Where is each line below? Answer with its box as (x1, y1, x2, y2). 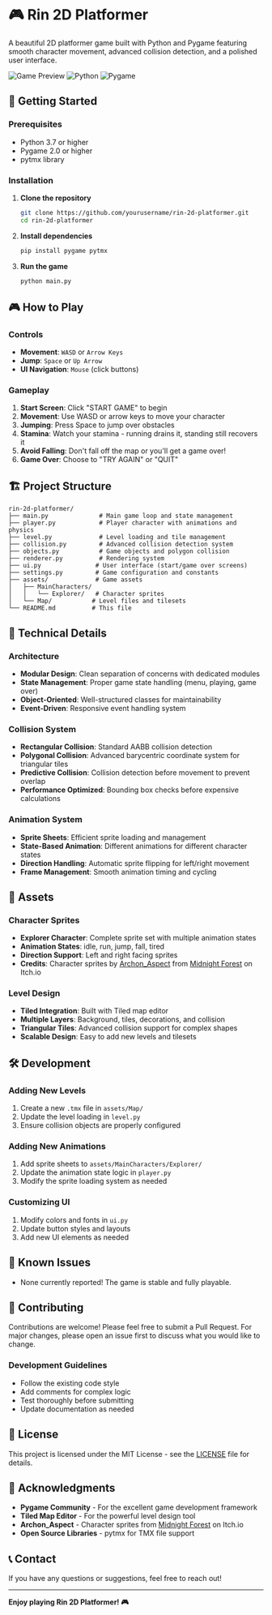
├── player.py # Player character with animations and (8, 519, 237, 527)
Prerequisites (8, 118, 62, 130)
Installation (8, 174, 54, 186)
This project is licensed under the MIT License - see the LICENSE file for (8, 1449, 249, 1459)
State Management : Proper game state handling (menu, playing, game (19, 677, 257, 687)
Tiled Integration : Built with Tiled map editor (19, 1006, 168, 1016)
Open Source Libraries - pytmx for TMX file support (19, 1528, 195, 1538)
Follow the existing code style (19, 1378, 120, 1388)
